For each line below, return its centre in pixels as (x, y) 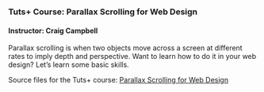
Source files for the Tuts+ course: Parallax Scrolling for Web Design (118, 80)
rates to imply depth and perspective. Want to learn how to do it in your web (132, 57)
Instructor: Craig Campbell (53, 31)
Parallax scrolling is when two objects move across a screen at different (126, 48)
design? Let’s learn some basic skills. (69, 64)
